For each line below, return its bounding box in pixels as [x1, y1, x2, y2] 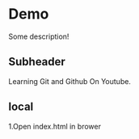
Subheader [8, 55, 66, 69]
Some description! [8, 32, 69, 41]
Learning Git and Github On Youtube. [8, 76, 132, 86]
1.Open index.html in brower [8, 121, 101, 131]
